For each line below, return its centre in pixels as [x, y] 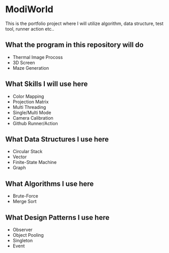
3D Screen [24, 63]
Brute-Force [25, 196]
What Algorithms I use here [50, 184]
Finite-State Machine [35, 162]
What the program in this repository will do [75, 45]
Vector [20, 157]
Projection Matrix [31, 102]
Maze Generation [31, 68]
